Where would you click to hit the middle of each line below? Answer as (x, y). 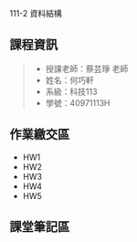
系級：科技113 (71, 91)
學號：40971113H (78, 102)
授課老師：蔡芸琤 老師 (87, 68)
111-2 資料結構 (36, 13)
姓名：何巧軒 (69, 79)
